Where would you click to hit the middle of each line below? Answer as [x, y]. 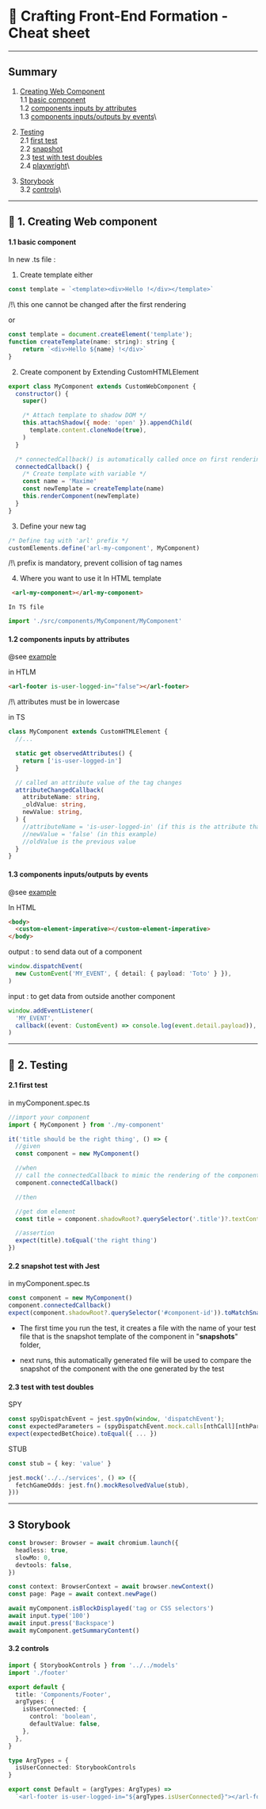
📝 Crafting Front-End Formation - [118, 16]
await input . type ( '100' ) [49, 1616]
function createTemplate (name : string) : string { [92, 342]
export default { [37, 1687]
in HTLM [22, 672]
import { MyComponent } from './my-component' [86, 1125]
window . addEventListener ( [51, 1011]
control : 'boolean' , [63, 1717]
